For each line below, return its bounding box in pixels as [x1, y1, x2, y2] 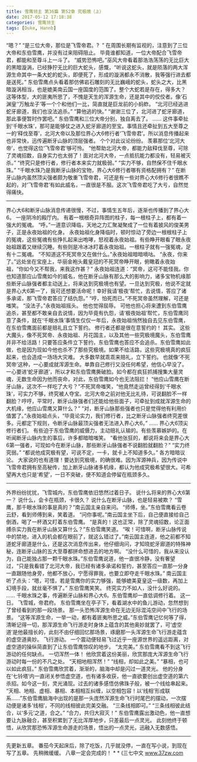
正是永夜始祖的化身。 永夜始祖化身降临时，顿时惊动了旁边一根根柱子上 [16, 229, 188, 236]
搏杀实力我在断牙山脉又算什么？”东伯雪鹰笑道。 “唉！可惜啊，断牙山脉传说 [6, 526, 187, 533]
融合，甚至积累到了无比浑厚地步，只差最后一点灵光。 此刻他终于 [26, 717, 182, 724]
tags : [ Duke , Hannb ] [6, 25, 57, 31]
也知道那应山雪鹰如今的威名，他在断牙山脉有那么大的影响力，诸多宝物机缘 [6, 273, 186, 280]
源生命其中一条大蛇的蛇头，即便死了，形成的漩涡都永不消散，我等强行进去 [6, 71, 186, 78]
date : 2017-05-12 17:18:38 [6, 14, 72, 20]
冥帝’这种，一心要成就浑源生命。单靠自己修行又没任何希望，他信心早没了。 [6, 361, 188, 368]
